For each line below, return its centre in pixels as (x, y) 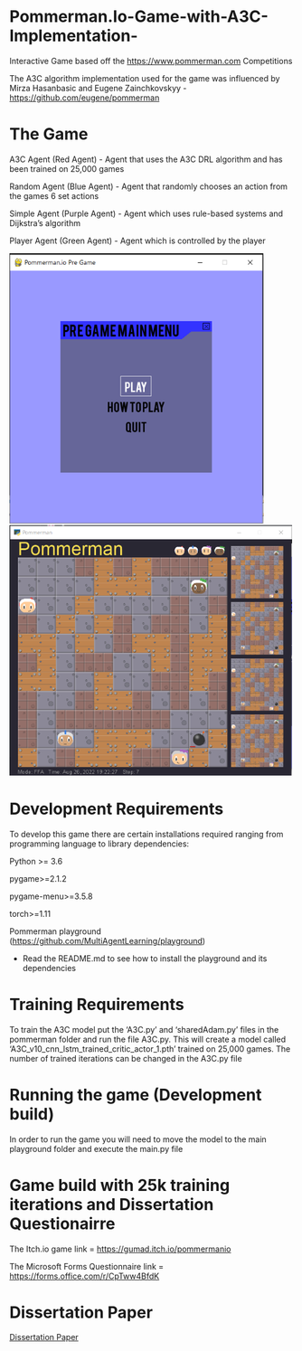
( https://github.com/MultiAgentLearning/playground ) (108, 940)
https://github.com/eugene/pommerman (85, 98)
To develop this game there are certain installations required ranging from (146, 834)
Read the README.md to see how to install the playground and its (145, 958)
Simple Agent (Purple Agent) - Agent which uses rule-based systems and (146, 213)
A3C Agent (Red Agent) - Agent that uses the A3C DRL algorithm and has (146, 159)
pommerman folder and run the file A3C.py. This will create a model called (148, 1039)
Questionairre (62, 1223)
